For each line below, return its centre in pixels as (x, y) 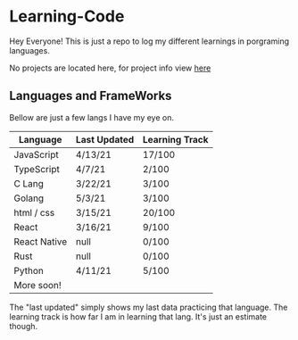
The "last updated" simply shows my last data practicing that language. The (149, 307)
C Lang (29, 183)
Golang (29, 198)
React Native (41, 241)
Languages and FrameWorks (91, 96)
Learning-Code (67, 17)
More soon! (38, 285)
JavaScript (37, 154)
